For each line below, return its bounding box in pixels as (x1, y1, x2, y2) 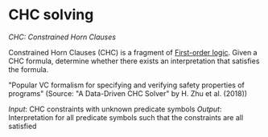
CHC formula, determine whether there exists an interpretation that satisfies (8, 56, 260, 66)
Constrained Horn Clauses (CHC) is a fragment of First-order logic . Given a (8, 47, 258, 57)
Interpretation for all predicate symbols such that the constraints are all (8, 112, 244, 122)
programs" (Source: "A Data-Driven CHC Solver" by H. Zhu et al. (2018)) (8, 88, 248, 98)
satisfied (8, 121, 37, 131)
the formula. (8, 64, 49, 74)
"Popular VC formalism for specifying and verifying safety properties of (8, 80, 245, 90)
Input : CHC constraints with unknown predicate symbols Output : (8, 104, 222, 114)
